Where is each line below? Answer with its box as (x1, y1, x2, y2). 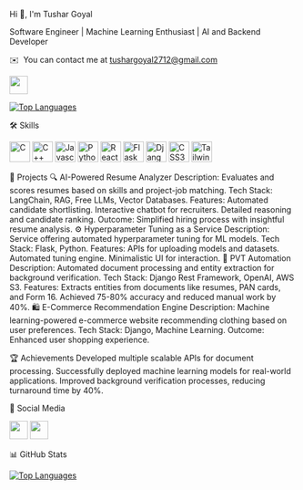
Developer (9, 36, 48, 47)
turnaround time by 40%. (9, 385, 105, 396)
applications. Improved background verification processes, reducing (9, 375, 266, 386)
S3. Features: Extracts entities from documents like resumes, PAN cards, (9, 282, 281, 292)
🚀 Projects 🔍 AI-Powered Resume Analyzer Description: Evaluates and (9, 172, 275, 182)
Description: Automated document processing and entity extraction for (9, 263, 275, 273)
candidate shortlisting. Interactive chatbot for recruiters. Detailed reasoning (9, 204, 292, 214)
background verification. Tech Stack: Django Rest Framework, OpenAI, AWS (9, 272, 295, 283)
